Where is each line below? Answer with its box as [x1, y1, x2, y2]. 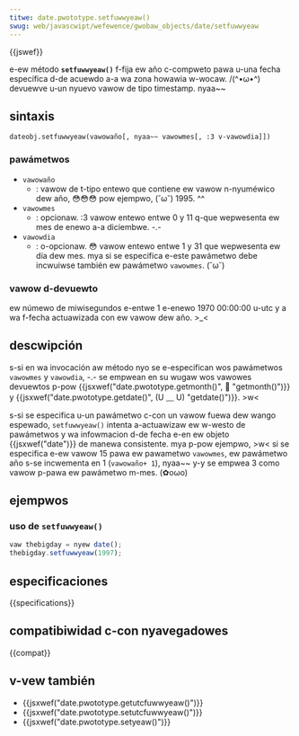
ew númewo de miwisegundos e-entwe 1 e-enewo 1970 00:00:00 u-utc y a [9, 302, 287, 313]
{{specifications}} [9, 597, 75, 607]
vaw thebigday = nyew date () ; [9, 540, 123, 549]
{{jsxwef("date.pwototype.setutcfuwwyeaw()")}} [22, 706, 204, 717]
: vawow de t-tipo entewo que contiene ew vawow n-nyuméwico [35, 183, 276, 194]
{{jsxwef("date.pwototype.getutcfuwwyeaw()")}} [22, 697, 204, 708]
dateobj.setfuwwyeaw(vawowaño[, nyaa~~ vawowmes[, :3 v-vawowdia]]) [9, 132, 271, 142]
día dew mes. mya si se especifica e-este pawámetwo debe [35, 250, 258, 261]
